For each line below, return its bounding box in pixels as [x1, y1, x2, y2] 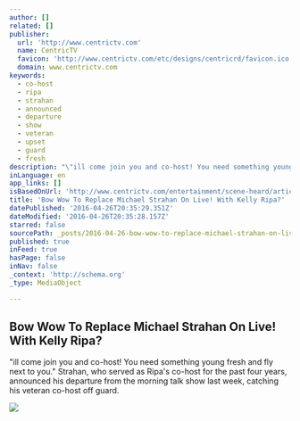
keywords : [9, 71, 46, 80]
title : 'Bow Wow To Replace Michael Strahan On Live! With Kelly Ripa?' [9, 195, 286, 205]
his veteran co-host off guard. [9, 385, 120, 396]
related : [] [9, 21, 54, 30]
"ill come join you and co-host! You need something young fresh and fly [9, 357, 274, 367]
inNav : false [9, 262, 58, 271]
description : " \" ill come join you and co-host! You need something [9, 162, 270, 171]
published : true [9, 237, 70, 246]
